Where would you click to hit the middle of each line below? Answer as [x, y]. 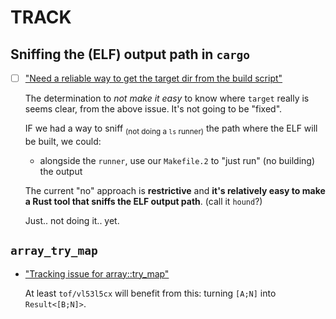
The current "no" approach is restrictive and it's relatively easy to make [175, 190]
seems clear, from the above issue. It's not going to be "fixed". [153, 109]
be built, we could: [63, 141]
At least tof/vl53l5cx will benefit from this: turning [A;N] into [150, 293]
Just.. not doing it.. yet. [72, 220]
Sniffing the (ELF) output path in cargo [130, 54]
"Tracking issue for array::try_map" [97, 273]
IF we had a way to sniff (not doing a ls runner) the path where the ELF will [171, 129]
